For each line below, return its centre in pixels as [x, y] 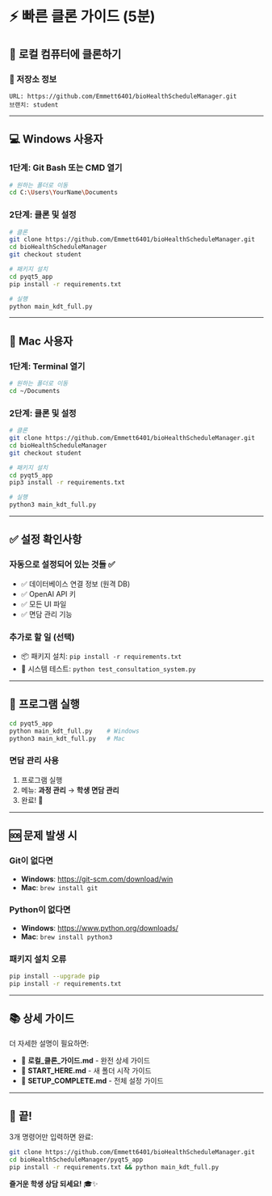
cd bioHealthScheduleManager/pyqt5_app [76, 1160]
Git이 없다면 [31, 860]
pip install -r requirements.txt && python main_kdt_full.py [114, 1168]
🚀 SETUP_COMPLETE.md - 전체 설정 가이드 [92, 1080]
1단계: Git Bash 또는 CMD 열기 [66, 168]
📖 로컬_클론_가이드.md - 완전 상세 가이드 [86, 1060]
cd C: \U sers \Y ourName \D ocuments [63, 192]
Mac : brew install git [59, 887]
